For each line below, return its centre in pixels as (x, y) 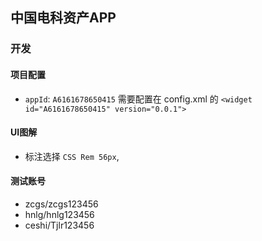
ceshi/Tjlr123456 (59, 225)
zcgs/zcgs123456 (61, 204)
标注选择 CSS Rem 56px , (72, 156)
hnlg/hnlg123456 (59, 214)
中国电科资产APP (63, 18)
